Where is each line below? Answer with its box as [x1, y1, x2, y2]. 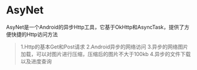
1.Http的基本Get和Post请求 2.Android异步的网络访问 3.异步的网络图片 [20, 43, 188, 50]
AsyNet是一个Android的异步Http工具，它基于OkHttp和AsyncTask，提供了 [6, 23, 185, 30]
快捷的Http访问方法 [11, 30, 58, 38]
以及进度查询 [20, 58, 52, 65]
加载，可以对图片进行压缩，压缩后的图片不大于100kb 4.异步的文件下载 [20, 50, 191, 57]
